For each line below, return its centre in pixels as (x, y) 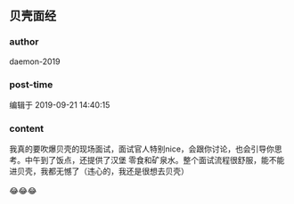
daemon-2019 (35, 61)
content (27, 128)
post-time (31, 85)
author (24, 42)
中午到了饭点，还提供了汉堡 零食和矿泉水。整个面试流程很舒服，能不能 (155, 160)
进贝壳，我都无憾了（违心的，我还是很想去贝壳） (99, 171)
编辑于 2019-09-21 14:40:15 (60, 104)
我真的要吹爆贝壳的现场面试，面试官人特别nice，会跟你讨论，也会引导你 (142, 149)
